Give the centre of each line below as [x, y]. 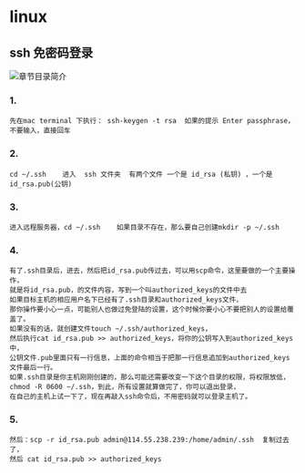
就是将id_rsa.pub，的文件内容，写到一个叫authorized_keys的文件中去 [128, 290]
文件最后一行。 [33, 368]
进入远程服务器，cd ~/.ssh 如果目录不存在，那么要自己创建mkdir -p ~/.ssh [144, 227]
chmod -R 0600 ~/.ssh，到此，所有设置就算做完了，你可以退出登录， [125, 387]
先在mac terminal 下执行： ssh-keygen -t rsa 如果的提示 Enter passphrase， [152, 121]
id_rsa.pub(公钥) [41, 184]
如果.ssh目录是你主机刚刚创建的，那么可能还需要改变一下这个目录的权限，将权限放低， [150, 377]
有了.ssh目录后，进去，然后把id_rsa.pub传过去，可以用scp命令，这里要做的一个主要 [149, 271]
